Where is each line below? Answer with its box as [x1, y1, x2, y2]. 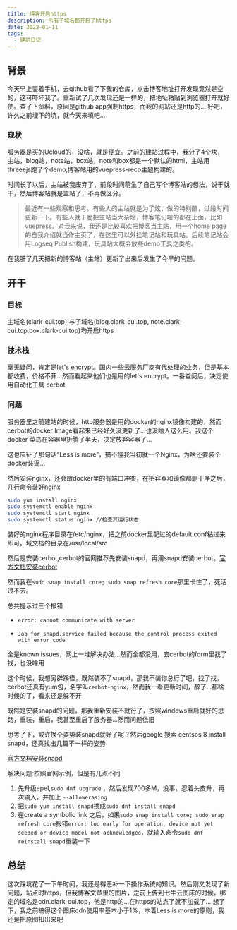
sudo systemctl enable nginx [7, 503, 93, 510]
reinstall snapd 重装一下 [17, 837, 90, 845]
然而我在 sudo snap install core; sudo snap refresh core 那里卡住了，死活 [7, 578, 227, 586]
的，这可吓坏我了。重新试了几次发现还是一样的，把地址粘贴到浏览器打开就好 [7, 93, 230, 102]
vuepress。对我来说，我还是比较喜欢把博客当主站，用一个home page [24, 222, 227, 230]
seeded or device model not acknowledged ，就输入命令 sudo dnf [17, 828, 204, 837]
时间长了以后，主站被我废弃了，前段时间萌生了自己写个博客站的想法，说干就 [7, 181, 230, 189]
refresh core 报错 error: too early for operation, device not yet [17, 819, 214, 828]
